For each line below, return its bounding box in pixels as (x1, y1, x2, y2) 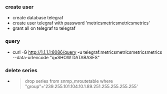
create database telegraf (12, 15, 63, 21)
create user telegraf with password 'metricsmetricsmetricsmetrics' (12, 20, 150, 26)
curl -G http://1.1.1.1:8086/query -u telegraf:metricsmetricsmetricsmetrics (12, 49, 162, 55)
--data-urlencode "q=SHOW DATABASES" (12, 54, 100, 60)
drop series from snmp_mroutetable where (24, 78, 113, 84)
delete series (5, 67, 37, 74)
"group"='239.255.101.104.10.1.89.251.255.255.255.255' (24, 83, 138, 89)
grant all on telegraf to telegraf (12, 25, 76, 31)
